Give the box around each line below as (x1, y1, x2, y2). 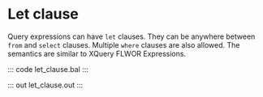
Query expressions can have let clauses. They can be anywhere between (7, 32, 256, 41)
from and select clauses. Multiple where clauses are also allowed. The (7, 40, 240, 49)
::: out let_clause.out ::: (7, 80, 84, 90)
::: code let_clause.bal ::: (7, 64, 88, 74)
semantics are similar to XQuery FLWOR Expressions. (7, 48, 187, 58)
